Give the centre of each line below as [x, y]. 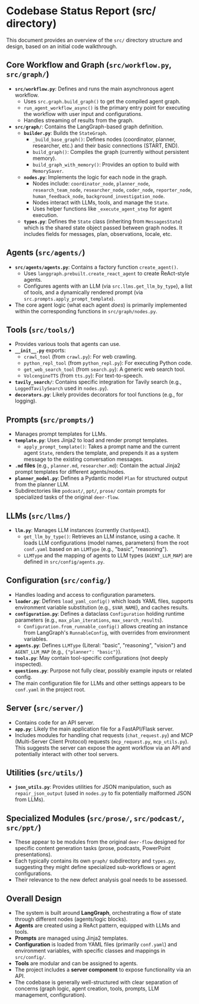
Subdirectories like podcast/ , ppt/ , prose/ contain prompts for [90, 491]
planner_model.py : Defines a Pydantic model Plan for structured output [101, 478]
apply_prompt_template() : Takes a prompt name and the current [102, 446]
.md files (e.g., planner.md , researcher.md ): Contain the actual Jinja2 [97, 465]
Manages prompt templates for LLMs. [61, 434]
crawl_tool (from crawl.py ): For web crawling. [80, 357]
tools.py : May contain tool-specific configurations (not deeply [91, 657]
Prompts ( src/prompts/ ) [50, 419]
